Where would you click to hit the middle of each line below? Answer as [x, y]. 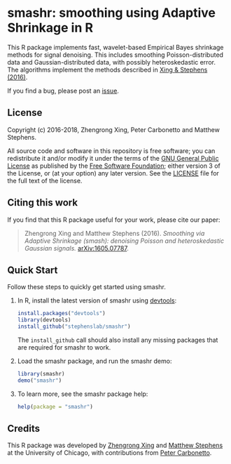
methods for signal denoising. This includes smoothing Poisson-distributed [115, 55]
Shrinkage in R [50, 28]
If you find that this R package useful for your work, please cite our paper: [114, 220]
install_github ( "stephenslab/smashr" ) [74, 327]
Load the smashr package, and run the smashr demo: [94, 361]
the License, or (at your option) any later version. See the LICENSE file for [113, 173]
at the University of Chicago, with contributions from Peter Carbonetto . [110, 453]
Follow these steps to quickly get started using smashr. [87, 287]
